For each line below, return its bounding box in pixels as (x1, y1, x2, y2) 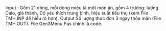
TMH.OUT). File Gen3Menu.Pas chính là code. (5, 20, 103, 26)
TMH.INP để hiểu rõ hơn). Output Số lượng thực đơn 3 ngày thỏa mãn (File (5, 15, 161, 21)
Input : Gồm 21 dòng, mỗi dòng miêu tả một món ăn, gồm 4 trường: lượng (5, 5, 158, 10)
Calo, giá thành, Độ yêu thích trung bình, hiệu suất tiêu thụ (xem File (5, 10, 148, 16)
